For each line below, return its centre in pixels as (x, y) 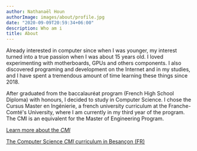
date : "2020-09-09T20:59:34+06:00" (50, 23)
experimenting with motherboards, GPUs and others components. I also (94, 63)
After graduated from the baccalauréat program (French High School (90, 94)
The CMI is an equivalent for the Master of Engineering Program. (85, 118)
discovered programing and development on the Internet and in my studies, (99, 69)
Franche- (179, 106)
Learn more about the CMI (38, 130)
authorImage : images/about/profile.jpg (55, 17)
